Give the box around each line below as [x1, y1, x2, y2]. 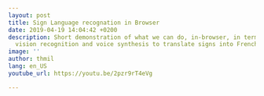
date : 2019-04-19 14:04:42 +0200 [8, 26, 118, 34]
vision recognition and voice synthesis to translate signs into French [15, 41, 258, 48]
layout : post [8, 11, 51, 20]
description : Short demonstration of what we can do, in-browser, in [8, 33, 241, 41]
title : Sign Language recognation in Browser [8, 19, 159, 27]
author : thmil [8, 55, 55, 63]
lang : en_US [8, 62, 47, 70]
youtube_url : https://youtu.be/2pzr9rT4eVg [8, 69, 153, 77]
